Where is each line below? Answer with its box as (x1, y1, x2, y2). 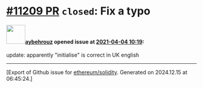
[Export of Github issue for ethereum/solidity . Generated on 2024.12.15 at (6, 69, 188, 76)
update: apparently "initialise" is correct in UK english (6, 51, 140, 58)
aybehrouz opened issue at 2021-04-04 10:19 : (25, 38, 144, 45)
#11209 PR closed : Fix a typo (6, 4, 151, 18)
